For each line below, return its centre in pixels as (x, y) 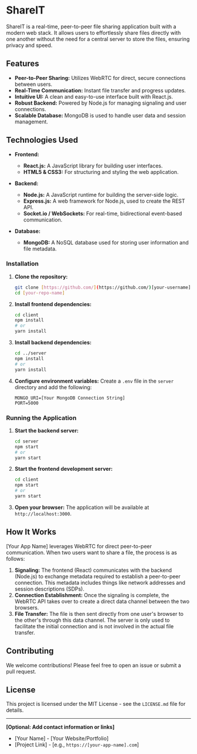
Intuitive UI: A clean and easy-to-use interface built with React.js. (94, 96)
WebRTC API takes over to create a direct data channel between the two (102, 601)
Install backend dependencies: (53, 343)
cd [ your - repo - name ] (40, 293)
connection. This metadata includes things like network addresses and (100, 582)
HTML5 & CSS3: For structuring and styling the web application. (101, 172)
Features (23, 64)
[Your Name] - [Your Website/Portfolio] (62, 739)
